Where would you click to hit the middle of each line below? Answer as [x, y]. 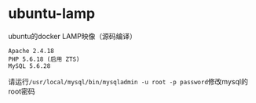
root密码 [22, 91]
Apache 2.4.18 [31, 51]
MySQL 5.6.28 [29, 66]
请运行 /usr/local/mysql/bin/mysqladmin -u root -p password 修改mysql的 [128, 81]
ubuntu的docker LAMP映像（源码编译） [73, 36]
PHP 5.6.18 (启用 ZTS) [44, 59]
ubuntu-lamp [52, 14]
